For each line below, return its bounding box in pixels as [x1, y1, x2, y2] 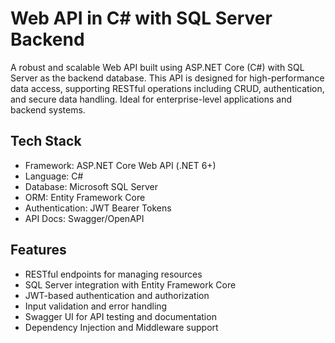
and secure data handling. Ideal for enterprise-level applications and [10, 93, 292, 105]
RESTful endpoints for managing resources [24, 268, 203, 280]
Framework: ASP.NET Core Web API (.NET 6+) [24, 159, 217, 171]
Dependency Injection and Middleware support [24, 321, 219, 333]
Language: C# [24, 170, 84, 182]
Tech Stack [10, 133, 82, 150]
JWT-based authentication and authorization [24, 289, 210, 301]
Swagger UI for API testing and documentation [24, 310, 217, 322]
